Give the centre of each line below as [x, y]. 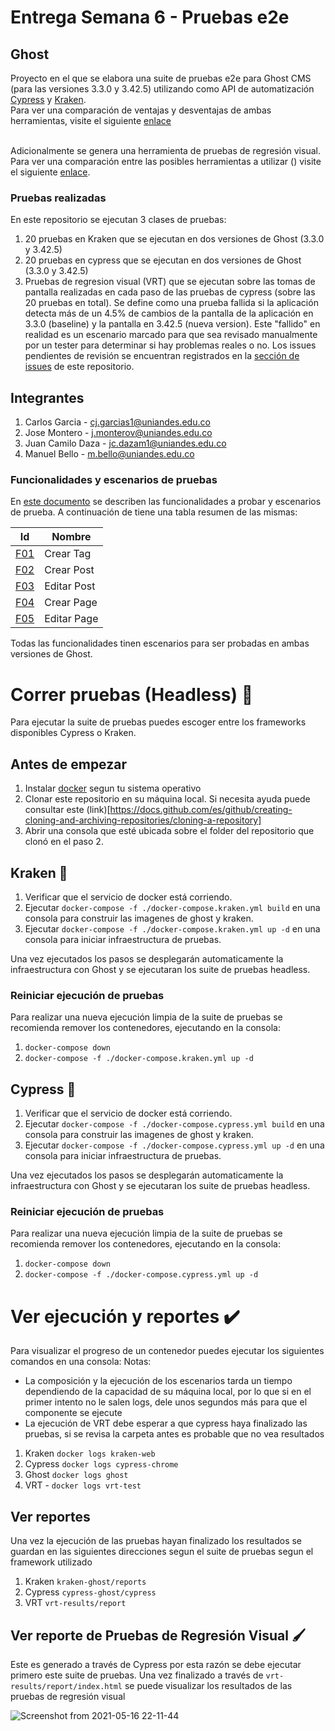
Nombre [71, 537]
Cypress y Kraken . [48, 99]
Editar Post [70, 586]
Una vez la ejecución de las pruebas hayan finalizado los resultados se [156, 1541]
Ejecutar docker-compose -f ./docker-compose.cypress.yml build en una [174, 1124]
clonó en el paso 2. [64, 842]
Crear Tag [68, 554]
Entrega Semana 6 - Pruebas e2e [150, 17]
